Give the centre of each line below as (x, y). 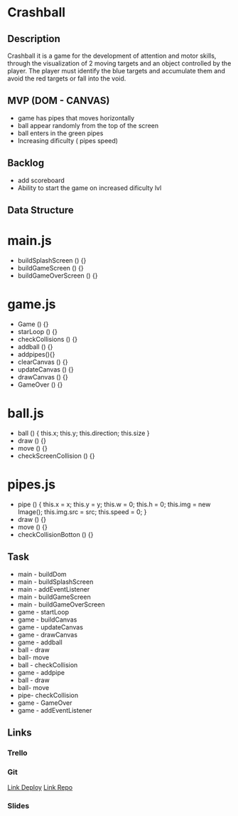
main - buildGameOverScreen (61, 604)
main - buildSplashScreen (55, 582)
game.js (32, 304)
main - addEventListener (54, 589)
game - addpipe (41, 672)
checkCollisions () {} (48, 339)
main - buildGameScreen (54, 597)
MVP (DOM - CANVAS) (59, 101)
